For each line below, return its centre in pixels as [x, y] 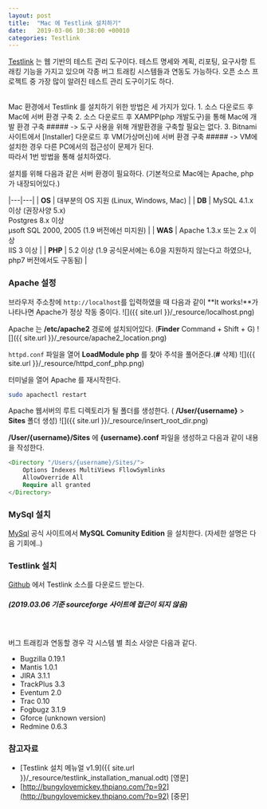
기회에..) [29, 544]
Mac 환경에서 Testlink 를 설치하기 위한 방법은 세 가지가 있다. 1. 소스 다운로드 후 [131, 107]
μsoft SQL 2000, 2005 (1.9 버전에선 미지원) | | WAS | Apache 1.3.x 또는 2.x [128, 230]
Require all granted [57, 485]
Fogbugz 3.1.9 [43, 709]
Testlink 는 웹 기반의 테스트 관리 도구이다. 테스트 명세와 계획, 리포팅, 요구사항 [128, 61]
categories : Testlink [44, 38]
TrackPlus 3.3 [42, 684]
